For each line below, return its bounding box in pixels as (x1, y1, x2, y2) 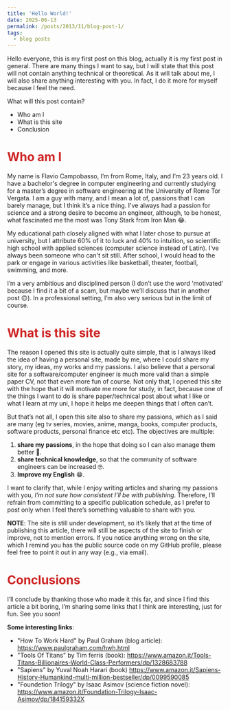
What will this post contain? (7, 97, 85, 105)
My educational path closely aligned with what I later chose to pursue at (7, 229, 211, 238)
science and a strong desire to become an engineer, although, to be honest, (7, 209, 222, 217)
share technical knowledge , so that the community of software (16, 455, 197, 463)
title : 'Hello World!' (7, 10, 72, 17)
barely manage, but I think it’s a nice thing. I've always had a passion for (7, 201, 211, 210)
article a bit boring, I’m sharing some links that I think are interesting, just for (7, 602, 222, 610)
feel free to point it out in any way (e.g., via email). (7, 548, 149, 556)
